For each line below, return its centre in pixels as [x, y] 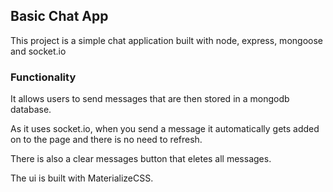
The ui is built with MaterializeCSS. [82, 178]
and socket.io [38, 51]
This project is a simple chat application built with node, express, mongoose [166, 40]
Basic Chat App [59, 16]
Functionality [43, 77]
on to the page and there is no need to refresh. [106, 140]
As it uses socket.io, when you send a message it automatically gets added [165, 129]
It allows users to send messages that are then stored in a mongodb [150, 99]
